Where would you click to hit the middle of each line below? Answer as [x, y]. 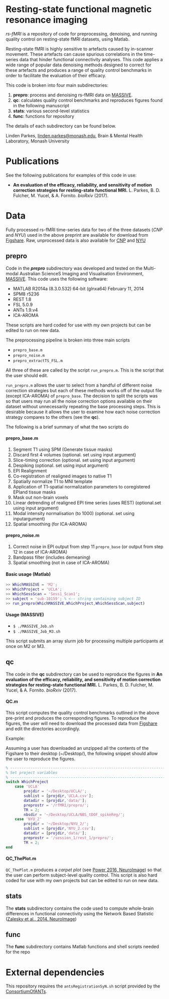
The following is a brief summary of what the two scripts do [67, 427]
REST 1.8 [22, 299]
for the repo [18, 952]
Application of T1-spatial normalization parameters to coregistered [81, 486]
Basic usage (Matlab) [28, 574]
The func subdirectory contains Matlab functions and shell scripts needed [82, 947]
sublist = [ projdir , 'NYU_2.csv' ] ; [60, 828]
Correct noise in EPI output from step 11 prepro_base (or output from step [88, 547]
